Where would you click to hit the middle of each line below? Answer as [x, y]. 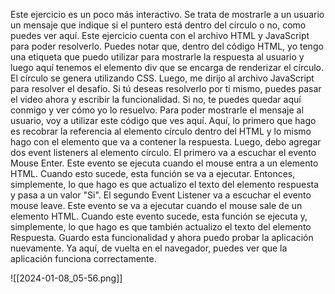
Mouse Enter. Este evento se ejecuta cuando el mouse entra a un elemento [164, 163]
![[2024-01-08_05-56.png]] [66, 278]
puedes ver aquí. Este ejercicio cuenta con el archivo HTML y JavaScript [160, 35]
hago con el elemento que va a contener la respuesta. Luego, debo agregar [166, 142]
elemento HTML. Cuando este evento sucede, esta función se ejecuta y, [159, 216]
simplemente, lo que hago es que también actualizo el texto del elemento [161, 227]
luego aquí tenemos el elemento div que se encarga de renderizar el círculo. [167, 67]
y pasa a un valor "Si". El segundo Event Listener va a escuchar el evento [161, 195]
